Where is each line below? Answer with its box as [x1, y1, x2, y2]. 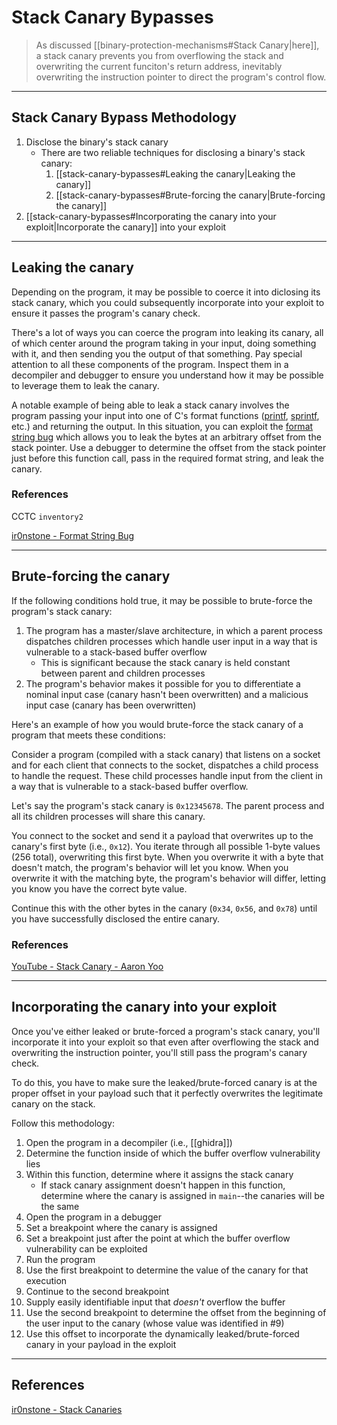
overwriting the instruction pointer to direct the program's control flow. [35, 71, 327, 83]
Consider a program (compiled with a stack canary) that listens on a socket [11, 748, 321, 760]
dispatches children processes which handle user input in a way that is [25, 635, 318, 647]
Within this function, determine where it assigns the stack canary [25, 1168, 294, 1180]
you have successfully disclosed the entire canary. [11, 912, 221, 925]
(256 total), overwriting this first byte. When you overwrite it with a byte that [11, 851, 324, 863]
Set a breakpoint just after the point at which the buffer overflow [25, 1232, 291, 1244]
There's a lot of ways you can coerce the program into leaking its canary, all [11, 326, 324, 338]
